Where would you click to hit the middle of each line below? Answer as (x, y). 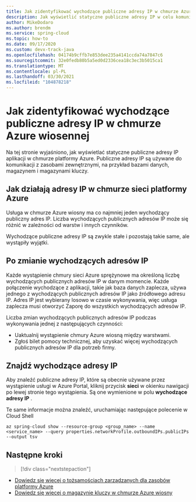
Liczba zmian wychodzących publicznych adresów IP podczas (81, 317)
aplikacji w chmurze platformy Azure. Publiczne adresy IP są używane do (94, 158)
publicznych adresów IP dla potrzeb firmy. (65, 347)
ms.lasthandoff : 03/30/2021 (40, 77)
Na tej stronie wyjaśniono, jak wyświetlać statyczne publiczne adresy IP (92, 152)
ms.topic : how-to (27, 39)
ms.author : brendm (28, 28)
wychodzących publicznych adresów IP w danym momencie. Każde (87, 281)
